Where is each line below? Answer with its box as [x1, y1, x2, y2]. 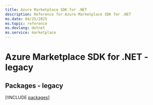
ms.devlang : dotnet [5, 26, 45, 31]
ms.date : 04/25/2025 [5, 16, 48, 21]
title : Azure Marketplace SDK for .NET [5, 7, 87, 12]
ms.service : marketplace [5, 30, 56, 35]
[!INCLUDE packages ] [5, 95, 50, 100]
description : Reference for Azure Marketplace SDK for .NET [5, 12, 132, 17]
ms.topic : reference [5, 21, 48, 26]
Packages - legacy [5, 81, 63, 90]
